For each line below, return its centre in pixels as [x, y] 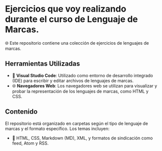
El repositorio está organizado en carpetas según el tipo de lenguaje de [77, 123]
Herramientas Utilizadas [43, 64]
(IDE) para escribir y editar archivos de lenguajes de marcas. [73, 81]
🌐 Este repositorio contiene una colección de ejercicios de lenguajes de [77, 43]
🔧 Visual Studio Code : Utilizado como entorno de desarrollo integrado [82, 75]
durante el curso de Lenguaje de [72, 19]
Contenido [21, 112]
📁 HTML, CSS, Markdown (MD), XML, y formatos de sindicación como [82, 138]
